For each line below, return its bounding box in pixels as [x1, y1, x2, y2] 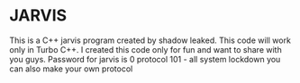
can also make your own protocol [9, 63, 133, 74]
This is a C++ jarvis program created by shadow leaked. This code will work [9, 35, 291, 46]
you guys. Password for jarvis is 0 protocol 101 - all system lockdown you [9, 54, 281, 64]
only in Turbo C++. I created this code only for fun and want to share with [9, 44, 282, 54]
